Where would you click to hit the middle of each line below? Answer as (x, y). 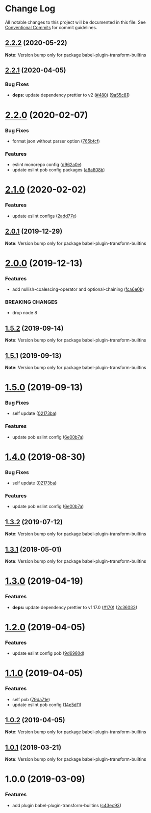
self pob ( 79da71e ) (31, 699)
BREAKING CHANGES (31, 302)
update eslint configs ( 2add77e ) (44, 216)
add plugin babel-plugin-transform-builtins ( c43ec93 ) (67, 805)
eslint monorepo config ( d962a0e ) (47, 165)
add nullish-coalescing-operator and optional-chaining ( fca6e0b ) (78, 289)
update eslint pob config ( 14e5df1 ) (47, 705)
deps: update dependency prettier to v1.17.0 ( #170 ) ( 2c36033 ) (75, 607)
